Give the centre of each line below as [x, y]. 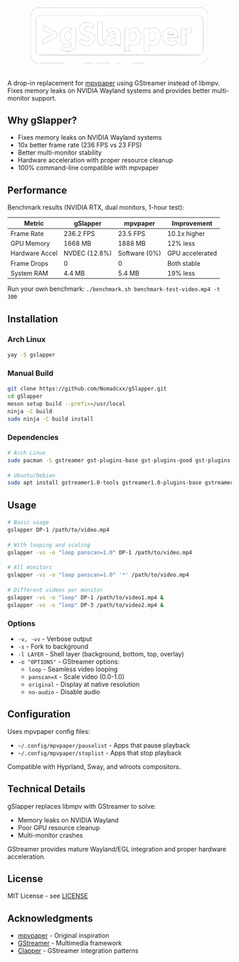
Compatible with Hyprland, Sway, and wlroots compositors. [94, 766]
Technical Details [47, 789]
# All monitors [30, 568]
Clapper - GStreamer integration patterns [78, 951]
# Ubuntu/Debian [31, 475]
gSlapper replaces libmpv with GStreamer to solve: [82, 806]
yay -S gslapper [31, 355]
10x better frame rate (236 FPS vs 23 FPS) [80, 145]
